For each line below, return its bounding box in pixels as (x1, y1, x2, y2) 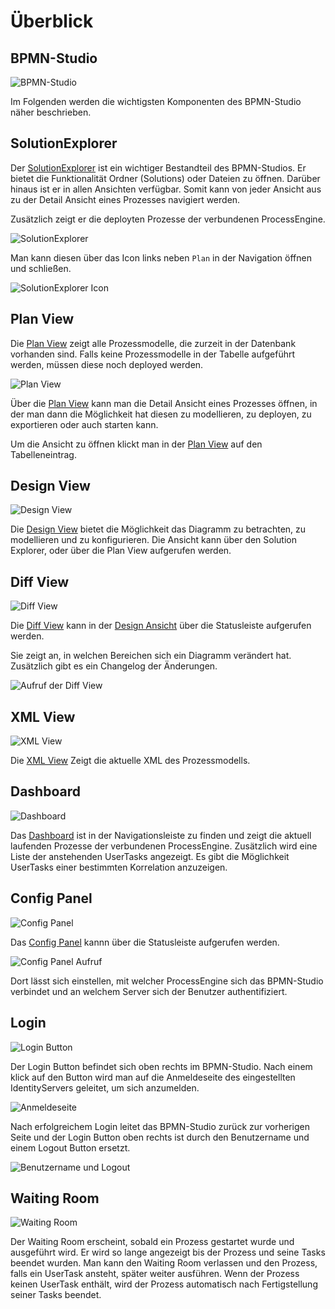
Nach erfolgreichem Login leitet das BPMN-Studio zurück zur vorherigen (10, 1120, 310, 1132)
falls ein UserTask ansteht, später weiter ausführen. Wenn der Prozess (10, 1268, 300, 1280)
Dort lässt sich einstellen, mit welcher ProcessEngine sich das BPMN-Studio (10, 975, 324, 987)
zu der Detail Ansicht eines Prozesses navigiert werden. (10, 193, 241, 205)
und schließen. (10, 262, 72, 274)
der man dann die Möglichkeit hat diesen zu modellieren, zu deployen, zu (10, 408, 312, 420)
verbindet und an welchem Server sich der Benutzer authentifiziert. (10, 985, 288, 997)
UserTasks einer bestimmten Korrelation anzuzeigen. (10, 861, 228, 873)
